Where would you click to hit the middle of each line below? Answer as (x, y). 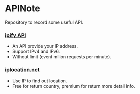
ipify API (16, 35)
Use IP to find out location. (40, 81)
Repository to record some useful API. (44, 22)
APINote (23, 9)
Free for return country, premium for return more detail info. (74, 86)
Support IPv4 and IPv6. (36, 52)
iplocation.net (22, 70)
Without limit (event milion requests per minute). (62, 57)
